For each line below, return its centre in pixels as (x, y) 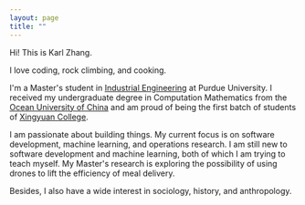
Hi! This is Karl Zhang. (51, 52)
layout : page (34, 18)
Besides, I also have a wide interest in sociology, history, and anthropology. (151, 190)
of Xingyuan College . (49, 117)
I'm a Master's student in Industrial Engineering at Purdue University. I (141, 87)
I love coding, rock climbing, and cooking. (88, 70)
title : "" (28, 26)
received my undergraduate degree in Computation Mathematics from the (148, 97)
